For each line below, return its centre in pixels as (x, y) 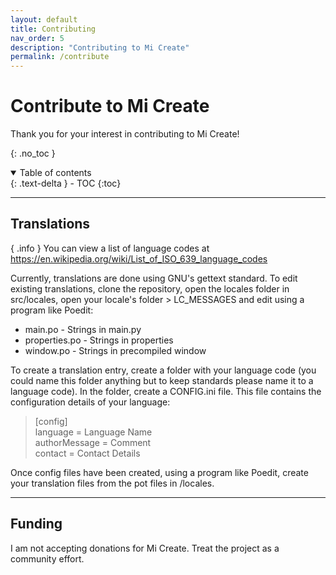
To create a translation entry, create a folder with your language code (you (163, 370)
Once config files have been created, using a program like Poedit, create (159, 472)
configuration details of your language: (90, 402)
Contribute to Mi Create (110, 106)
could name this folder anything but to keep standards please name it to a (162, 380)
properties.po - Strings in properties (99, 340)
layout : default (44, 19)
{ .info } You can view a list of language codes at (110, 248)
